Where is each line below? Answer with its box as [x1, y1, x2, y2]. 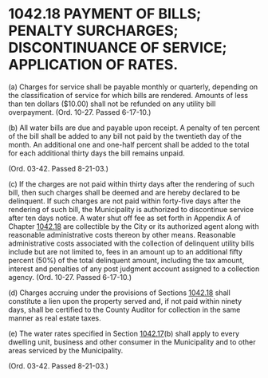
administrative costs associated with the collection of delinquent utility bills [8, 238, 254, 248]
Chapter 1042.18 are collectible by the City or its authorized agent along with [8, 221, 259, 231]
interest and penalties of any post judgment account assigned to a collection [8, 264, 260, 274]
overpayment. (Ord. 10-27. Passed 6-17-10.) [8, 107, 152, 116]
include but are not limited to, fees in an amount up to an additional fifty [8, 246, 243, 256]
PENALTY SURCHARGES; [8, 22, 179, 40]
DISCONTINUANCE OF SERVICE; [8, 39, 227, 57]
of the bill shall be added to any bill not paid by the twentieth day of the [8, 131, 242, 140]
